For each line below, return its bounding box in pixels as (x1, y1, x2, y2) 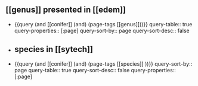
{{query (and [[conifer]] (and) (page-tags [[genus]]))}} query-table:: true (14, 20, 193, 27)
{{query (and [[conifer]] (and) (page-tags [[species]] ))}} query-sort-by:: (14, 60, 193, 67)
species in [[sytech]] (14, 44, 94, 54)
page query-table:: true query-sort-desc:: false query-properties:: (14, 66, 177, 73)
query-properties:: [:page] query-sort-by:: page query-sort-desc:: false (14, 27, 190, 34)
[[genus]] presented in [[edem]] (5, 5, 126, 15)
